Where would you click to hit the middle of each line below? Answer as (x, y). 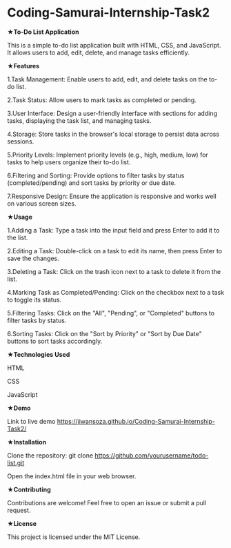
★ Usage (20, 217)
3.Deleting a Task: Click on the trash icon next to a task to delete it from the (114, 271)
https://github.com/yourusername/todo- (152, 455)
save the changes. (33, 258)
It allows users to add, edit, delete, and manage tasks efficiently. (98, 52)
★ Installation (27, 442)
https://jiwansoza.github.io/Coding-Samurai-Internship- (136, 421)
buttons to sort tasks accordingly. (55, 341)
